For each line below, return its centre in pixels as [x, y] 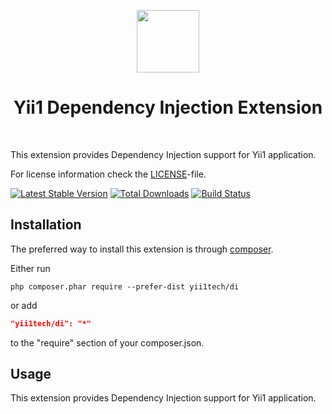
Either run [30, 268]
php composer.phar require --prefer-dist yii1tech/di [125, 286]
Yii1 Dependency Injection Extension [168, 107]
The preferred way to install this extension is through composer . [142, 249]
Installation [46, 225]
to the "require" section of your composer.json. [107, 342]
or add [24, 305]
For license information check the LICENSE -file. [108, 174]
